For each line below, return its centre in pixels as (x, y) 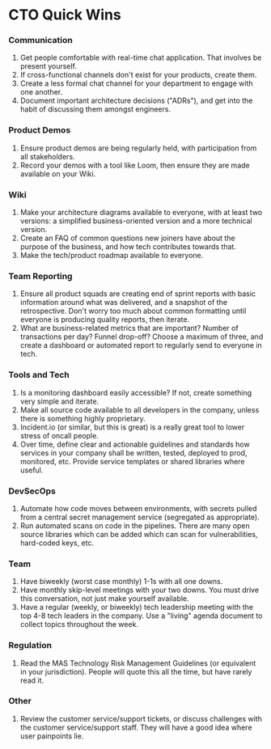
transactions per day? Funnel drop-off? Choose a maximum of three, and (142, 336)
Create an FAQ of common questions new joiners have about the (128, 238)
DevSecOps (32, 491)
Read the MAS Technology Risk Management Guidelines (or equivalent (138, 663)
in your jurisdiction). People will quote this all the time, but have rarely (136, 671)
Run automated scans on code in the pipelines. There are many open (135, 525)
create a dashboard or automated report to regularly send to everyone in (141, 345)
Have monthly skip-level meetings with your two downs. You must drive (140, 590)
